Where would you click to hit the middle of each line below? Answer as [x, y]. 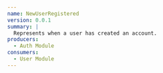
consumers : [23, 53]
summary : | [23, 26]
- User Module [34, 59]
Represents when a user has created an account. [85, 33]
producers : [23, 40]
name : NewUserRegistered [43, 14]
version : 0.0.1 [29, 20]
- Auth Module [34, 46]
